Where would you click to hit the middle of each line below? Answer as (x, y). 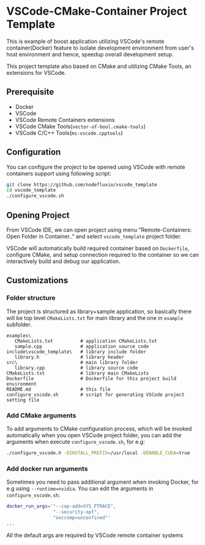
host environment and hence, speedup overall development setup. (90, 54)
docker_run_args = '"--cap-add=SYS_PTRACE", (61, 506)
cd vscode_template (31, 190)
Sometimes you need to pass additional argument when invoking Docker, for (102, 482)
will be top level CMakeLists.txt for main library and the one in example (95, 318)
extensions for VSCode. (36, 72)
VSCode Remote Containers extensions (65, 120)
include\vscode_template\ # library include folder (76, 352)
